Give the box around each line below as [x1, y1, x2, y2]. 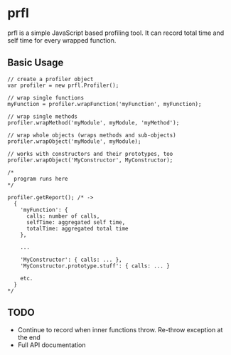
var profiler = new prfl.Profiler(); [7, 82, 119, 89]
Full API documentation [17, 340, 86, 349]
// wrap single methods [7, 112, 78, 120]
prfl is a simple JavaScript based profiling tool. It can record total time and [7, 28, 225, 37]
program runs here [14, 175, 69, 182]
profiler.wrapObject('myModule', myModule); [7, 137, 141, 145]
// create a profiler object [7, 75, 94, 83]
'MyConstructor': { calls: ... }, [20, 256, 122, 263]
